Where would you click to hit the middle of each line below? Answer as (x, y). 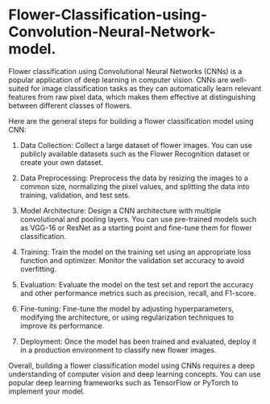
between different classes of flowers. (70, 105)
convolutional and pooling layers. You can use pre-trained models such (138, 219)
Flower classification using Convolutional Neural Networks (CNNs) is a (125, 71)
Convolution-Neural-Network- (112, 32)
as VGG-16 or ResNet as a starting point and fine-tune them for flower (136, 228)
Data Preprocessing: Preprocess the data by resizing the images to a (134, 178)
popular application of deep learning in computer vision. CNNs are (118, 80)
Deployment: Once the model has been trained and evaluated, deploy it (138, 341)
